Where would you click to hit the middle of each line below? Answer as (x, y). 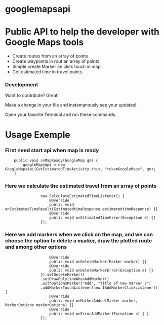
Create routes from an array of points (50, 56)
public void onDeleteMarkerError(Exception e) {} (101, 270)
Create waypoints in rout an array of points (56, 61)
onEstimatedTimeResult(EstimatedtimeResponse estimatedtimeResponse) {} (82, 209)
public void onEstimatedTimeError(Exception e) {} (102, 218)
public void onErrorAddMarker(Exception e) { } (99, 314)
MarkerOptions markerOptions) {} (40, 305)
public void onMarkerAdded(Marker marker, (94, 301)
